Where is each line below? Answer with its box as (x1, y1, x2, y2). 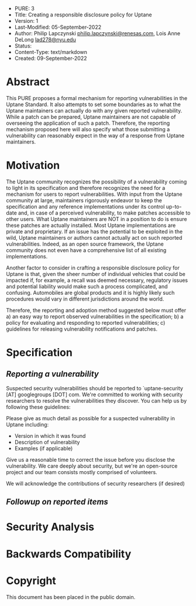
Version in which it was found (14, 432, 86, 439)
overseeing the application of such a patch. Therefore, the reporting (6, 120, 170, 127)
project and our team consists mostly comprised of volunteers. (6, 468, 157, 475)
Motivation (6, 159, 60, 172)
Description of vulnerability (14, 438, 80, 445)
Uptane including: (6, 421, 49, 428)
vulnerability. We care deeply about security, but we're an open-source (6, 462, 178, 469)
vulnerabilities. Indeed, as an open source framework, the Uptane (6, 240, 164, 247)
